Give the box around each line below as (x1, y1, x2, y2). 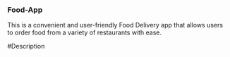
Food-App (7, 5, 43, 15)
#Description (7, 42, 45, 51)
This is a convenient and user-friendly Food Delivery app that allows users (7, 21, 224, 30)
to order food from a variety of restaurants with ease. (7, 28, 162, 37)
